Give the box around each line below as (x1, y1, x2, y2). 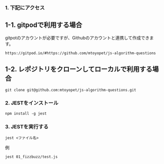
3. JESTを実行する (5, 123, 49, 130)
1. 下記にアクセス (5, 4, 45, 11)
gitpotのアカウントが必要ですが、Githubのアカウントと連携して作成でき (5, 35, 150, 41)
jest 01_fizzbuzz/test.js (5, 155, 58, 160)
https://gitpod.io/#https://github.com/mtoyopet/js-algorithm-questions (5, 50, 156, 56)
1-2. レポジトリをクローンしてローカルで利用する (5, 65, 153, 74)
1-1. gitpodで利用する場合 (5, 21, 82, 29)
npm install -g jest (5, 111, 47, 116)
